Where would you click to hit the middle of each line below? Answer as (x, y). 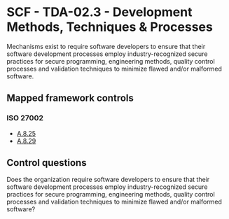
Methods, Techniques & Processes (110, 27)
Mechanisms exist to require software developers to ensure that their (106, 46)
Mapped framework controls (70, 98)
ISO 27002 (25, 118)
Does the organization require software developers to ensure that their (108, 180)
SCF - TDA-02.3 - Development (99, 12)
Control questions (47, 163)
